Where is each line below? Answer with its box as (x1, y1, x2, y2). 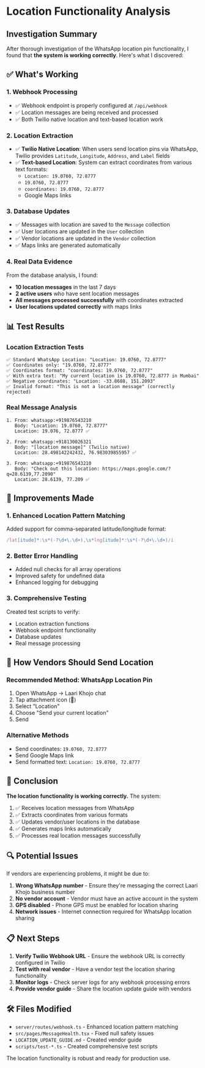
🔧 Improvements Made (6, 493, 94, 503)
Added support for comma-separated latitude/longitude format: (6, 525, 166, 532)
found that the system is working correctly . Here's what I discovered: (6, 52, 184, 59)
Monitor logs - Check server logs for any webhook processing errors (15, 978, 190, 986)
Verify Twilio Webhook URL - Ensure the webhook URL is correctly (15, 953, 185, 960)
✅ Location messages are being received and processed (15, 109, 158, 116)
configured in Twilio (15, 959, 65, 967)
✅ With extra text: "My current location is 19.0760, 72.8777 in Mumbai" (6, 373, 200, 379)
